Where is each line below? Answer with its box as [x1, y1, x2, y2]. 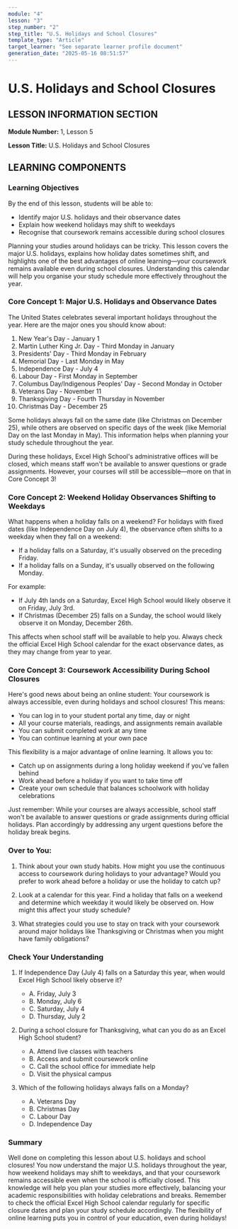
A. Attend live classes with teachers [28, 1047, 133, 1056]
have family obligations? [18, 934, 89, 943]
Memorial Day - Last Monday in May [18, 357, 125, 365]
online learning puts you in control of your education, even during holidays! [8, 1213, 227, 1223]
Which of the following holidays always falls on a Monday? [18, 1084, 190, 1092]
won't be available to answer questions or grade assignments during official [8, 813, 229, 821]
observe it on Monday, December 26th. [18, 619, 133, 627]
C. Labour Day [28, 1112, 72, 1121]
